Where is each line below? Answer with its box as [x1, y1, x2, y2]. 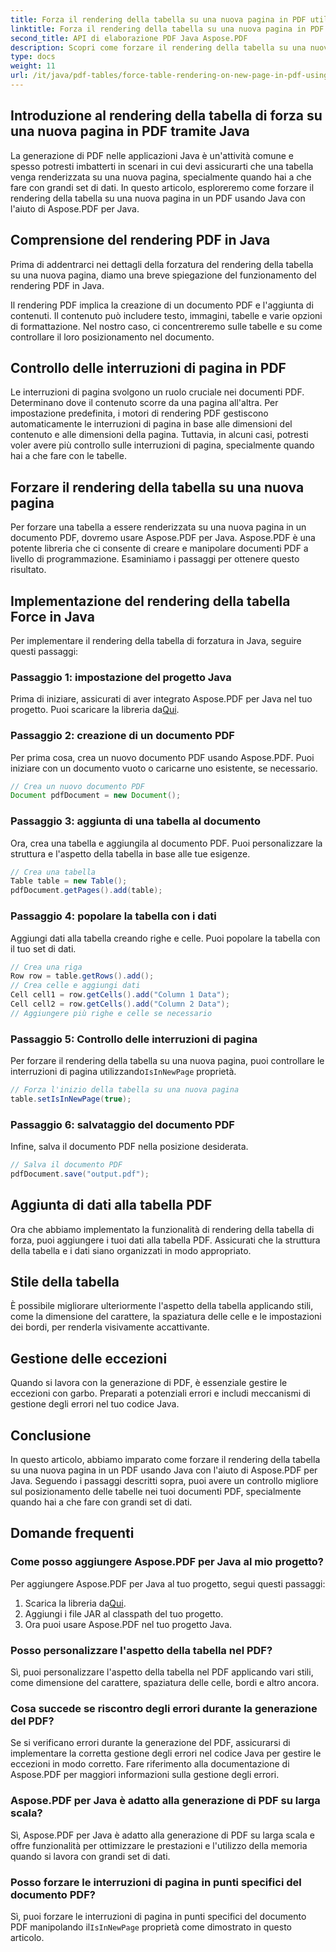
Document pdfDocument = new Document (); [10, 791, 182, 801]
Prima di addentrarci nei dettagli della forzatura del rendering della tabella [10, 258, 314, 270]
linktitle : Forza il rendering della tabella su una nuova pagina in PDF [10, 24, 325, 34]
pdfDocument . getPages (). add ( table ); [10, 886, 163, 896]
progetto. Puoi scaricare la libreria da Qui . [10, 704, 180, 716]
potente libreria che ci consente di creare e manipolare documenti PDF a [10, 542, 309, 555]
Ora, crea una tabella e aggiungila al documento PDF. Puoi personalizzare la [10, 837, 323, 849]
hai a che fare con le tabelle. [10, 450, 127, 462]
